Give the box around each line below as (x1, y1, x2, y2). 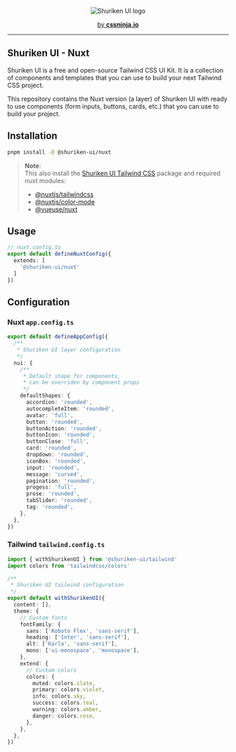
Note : (24, 161, 41, 170)
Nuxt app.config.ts (7, 317, 74, 327)
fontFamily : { (20, 620, 61, 628)
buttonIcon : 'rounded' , (25, 432, 96, 439)
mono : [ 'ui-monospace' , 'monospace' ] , (25, 647, 140, 654)
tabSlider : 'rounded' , (25, 497, 93, 504)
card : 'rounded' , (25, 444, 77, 452)
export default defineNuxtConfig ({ (7, 251, 112, 258)
